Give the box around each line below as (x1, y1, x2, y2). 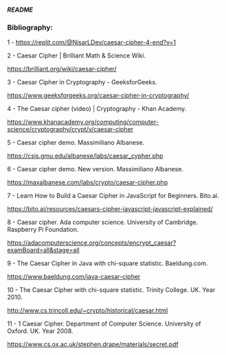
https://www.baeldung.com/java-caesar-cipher (7, 273, 141, 281)
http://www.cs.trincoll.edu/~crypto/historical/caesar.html (7, 306, 168, 315)
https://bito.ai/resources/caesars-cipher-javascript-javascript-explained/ (7, 205, 213, 213)
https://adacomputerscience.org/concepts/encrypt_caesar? (7, 238, 177, 247)
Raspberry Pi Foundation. (7, 225, 79, 234)
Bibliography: (7, 23, 54, 32)
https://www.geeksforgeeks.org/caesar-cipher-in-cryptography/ (7, 91, 190, 99)
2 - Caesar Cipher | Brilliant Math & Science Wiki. (7, 51, 146, 60)
